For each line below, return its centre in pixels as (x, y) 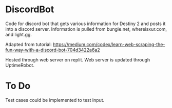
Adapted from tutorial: (29, 44)
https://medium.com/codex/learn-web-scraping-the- (109, 44)
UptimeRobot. (20, 65)
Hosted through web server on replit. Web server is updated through (78, 59)
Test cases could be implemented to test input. (55, 100)
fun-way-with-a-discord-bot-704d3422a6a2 (53, 50)
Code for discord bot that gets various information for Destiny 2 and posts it (85, 24)
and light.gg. (19, 34)
